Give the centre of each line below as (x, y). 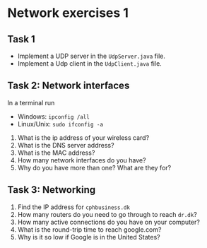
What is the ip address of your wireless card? (83, 137)
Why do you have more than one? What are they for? (94, 167)
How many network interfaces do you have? (82, 160)
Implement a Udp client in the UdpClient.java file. (90, 64)
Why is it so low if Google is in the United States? (89, 237)
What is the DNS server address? (66, 145)
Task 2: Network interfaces (69, 86)
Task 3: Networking (52, 190)
